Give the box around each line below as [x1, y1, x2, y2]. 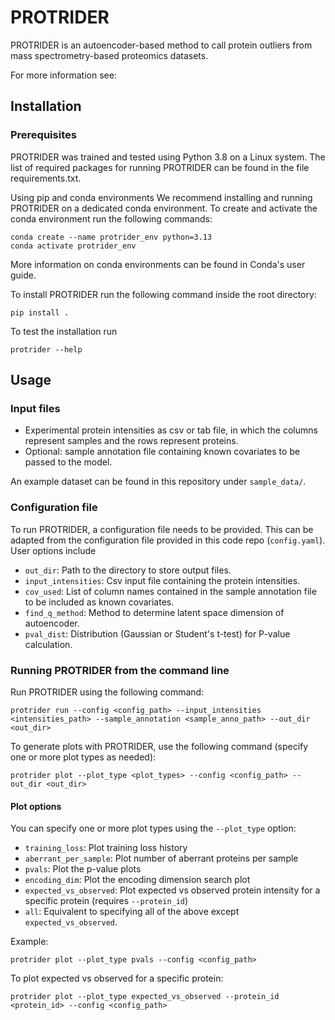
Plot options [10, 800, 62, 812]
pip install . [10, 307, 70, 318]
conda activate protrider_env [10, 241, 137, 251]
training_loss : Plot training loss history [24, 842, 188, 854]
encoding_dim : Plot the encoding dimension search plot [24, 874, 251, 886]
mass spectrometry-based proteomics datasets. [10, 49, 209, 61]
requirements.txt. [10, 172, 82, 184]
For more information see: [10, 69, 117, 81]
